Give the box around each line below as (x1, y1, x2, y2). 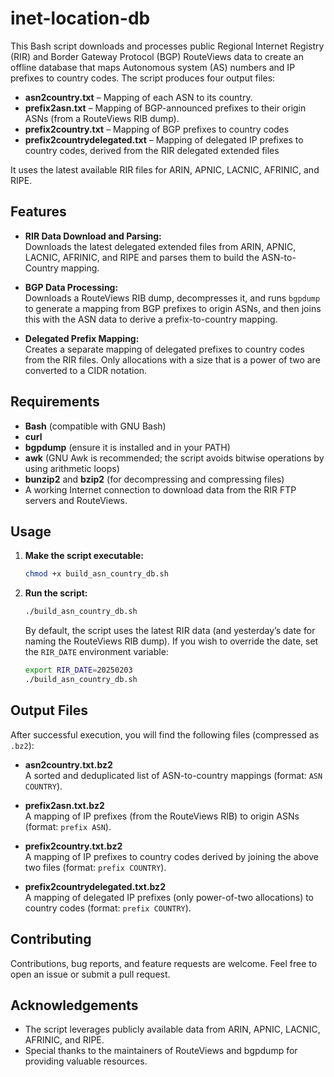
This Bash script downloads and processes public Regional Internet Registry (10, 40, 325, 52)
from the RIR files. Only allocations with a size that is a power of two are (24, 353, 321, 366)
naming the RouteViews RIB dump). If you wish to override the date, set (24, 635, 319, 647)
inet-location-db (10, 7, 151, 30)
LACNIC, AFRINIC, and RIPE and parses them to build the (24, 251, 260, 263)
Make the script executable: (24, 550, 145, 562)
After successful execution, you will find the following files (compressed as (10, 728, 320, 741)
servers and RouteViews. (24, 494, 128, 506)
